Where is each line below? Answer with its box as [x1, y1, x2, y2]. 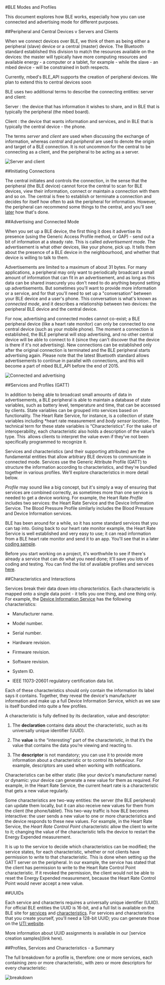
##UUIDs [5, 890, 24, 896]
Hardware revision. [12, 640, 51, 645]
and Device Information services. [5, 511, 72, 516]
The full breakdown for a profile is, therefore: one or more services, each [5, 954, 153, 960]
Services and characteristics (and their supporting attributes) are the [5, 449, 144, 454]
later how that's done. [5, 209, 50, 215]
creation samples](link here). [5, 936, 64, 941]
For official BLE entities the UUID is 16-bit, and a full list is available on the [5, 905, 155, 910]
